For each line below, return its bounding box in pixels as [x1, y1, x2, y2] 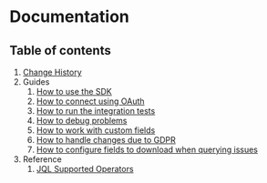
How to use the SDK [36, 86, 112, 97]
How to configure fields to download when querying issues [36, 144, 258, 155]
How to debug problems [36, 116, 128, 126]
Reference [22, 154, 62, 165]
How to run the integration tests [36, 106, 156, 116]
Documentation [9, 6, 130, 27]
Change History [22, 66, 82, 77]
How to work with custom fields [36, 125, 156, 136]
